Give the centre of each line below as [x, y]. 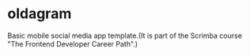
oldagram [40, 14]
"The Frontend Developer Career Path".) [73, 43]
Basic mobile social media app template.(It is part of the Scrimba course [125, 35]
